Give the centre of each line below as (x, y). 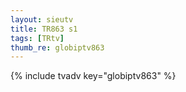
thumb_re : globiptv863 (57, 47)
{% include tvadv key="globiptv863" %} (93, 76)
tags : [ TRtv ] (37, 38)
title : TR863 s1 (44, 29)
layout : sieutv (42, 19)
